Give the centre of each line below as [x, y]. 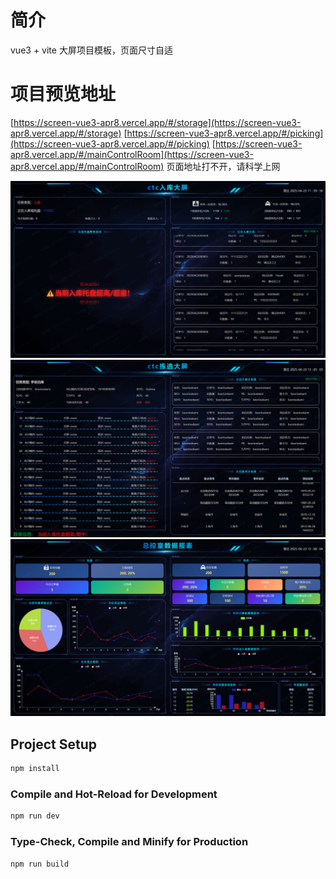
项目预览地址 [63, 94]
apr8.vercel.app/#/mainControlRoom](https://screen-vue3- [132, 154]
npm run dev [35, 816]
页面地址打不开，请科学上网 [223, 166]
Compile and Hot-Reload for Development [114, 794]
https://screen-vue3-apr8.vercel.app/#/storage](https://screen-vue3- [157, 122]
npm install [35, 769]
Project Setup [54, 744]
